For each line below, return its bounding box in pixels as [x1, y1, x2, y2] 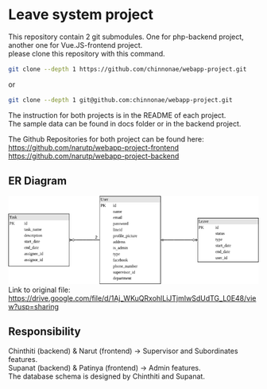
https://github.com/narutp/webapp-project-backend [8, 151, 180, 161]
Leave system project [8, 6, 153, 24]
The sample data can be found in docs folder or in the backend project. [8, 119, 242, 128]
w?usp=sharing [8, 302, 60, 312]
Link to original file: [8, 285, 71, 295]
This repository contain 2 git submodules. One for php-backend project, [8, 32, 244, 41]
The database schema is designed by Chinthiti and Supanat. [8, 371, 205, 381]
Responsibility [8, 325, 81, 339]
